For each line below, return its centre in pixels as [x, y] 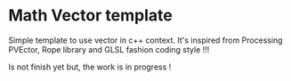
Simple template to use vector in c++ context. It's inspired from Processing [145, 40]
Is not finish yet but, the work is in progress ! [90, 67]
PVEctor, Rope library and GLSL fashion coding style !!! [109, 49]
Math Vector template [90, 16]
